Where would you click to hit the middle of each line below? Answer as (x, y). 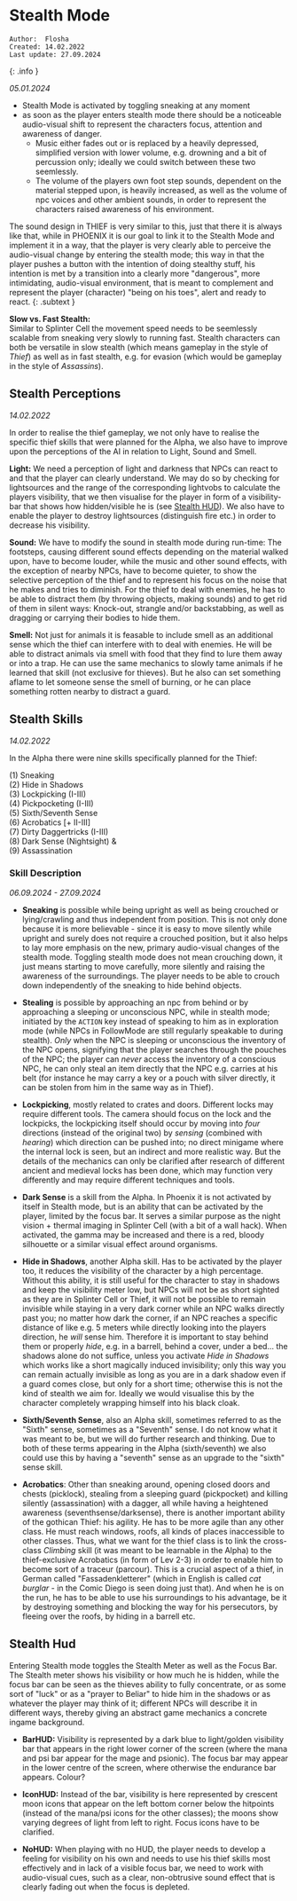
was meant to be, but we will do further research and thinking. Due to (148, 1439)
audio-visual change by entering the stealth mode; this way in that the (137, 255)
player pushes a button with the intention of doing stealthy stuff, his (132, 263)
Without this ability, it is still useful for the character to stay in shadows (151, 1280)
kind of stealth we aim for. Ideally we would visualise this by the (138, 1393)
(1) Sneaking (32, 775)
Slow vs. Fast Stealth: (50, 318)
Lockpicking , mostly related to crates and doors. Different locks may (148, 1104)
